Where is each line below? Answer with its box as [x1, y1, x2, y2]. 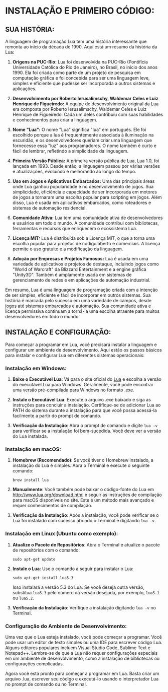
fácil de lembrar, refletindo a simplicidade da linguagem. [12, 148, 129, 154]
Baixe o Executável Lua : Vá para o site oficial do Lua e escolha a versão [12, 376, 161, 382]
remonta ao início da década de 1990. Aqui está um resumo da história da [5, 44, 157, 50]
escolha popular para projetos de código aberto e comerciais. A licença [12, 241, 160, 246]
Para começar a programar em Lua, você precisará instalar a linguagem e [5, 341, 157, 348]
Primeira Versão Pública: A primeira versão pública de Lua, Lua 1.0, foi [12, 158, 159, 164]
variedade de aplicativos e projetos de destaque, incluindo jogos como [12, 261, 159, 267]
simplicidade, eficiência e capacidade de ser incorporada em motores [12, 189, 157, 195]
